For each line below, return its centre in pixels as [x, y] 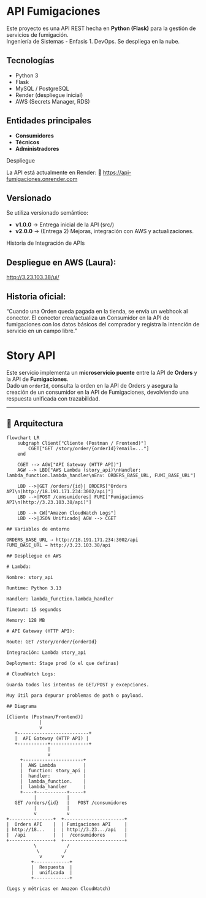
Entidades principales [49, 121]
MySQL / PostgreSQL [42, 88]
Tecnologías [30, 60]
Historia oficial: [36, 297]
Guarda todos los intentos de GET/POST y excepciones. [78, 685]
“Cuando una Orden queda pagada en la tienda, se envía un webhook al [97, 311]
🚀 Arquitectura [35, 424]
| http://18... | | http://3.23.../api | [67, 829]
